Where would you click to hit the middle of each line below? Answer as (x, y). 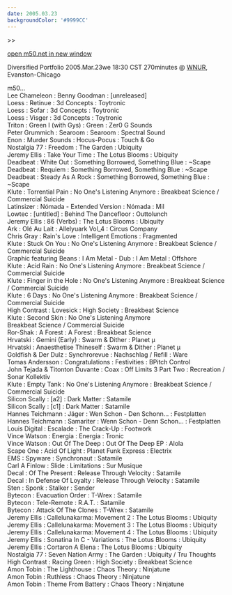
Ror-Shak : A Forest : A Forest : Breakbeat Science (79, 332)
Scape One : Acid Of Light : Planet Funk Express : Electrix (90, 451)
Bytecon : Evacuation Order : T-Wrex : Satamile (75, 495)
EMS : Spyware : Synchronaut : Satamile (65, 458)
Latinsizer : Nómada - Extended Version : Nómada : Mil (86, 206)
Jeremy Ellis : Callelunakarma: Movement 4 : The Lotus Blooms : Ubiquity (112, 532)
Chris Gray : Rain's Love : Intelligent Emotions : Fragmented (92, 236)
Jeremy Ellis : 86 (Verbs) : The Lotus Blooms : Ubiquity (86, 221)
